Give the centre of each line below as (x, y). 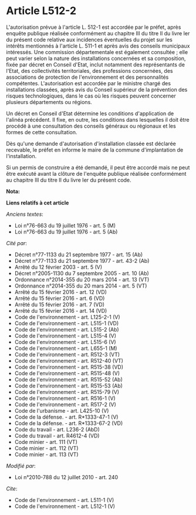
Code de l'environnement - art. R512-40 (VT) (69, 360)
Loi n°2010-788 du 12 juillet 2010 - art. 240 (66, 477)
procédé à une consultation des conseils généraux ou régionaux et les (91, 126)
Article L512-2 (41, 11)
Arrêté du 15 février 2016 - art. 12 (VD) (61, 292)
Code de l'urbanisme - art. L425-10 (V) (62, 410)
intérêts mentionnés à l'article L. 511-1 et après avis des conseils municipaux (98, 46)
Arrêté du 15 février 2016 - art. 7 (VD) (59, 305)
